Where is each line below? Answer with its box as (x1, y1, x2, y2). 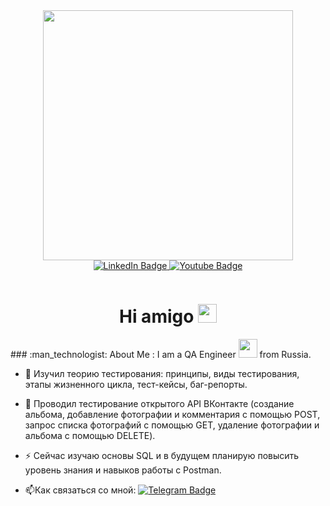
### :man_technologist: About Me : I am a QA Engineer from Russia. (10, 348, 312, 360)
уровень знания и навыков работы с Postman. (24, 464, 222, 476)
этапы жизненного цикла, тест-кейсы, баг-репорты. (24, 378, 248, 390)
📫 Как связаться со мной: (24, 484, 137, 496)
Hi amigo (118, 305, 195, 328)
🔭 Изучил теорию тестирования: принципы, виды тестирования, (24, 367, 300, 379)
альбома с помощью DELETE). (24, 429, 156, 441)
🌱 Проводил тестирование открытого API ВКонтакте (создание (24, 397, 295, 409)
